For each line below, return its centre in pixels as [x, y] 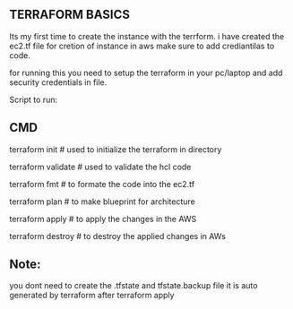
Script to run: [34, 99]
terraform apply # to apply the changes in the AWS [103, 219]
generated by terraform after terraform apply [92, 296]
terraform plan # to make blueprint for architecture [102, 202]
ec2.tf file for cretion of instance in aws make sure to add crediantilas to [142, 46]
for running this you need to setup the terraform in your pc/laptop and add [146, 73]
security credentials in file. [58, 82]
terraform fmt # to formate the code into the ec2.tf [102, 184]
